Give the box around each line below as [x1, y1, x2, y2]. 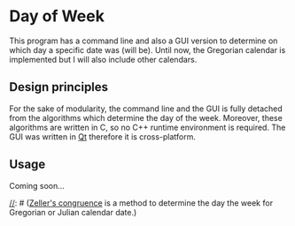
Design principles [9, 79, 109, 94]
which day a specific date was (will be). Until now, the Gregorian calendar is [9, 44, 286, 55]
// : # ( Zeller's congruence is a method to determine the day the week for [9, 197, 273, 208]
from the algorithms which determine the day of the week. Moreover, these [9, 112, 283, 123]
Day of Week [9, 6, 105, 26]
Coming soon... [9, 180, 65, 191]
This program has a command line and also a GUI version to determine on [9, 35, 278, 46]
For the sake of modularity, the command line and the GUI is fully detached [9, 103, 283, 114]
